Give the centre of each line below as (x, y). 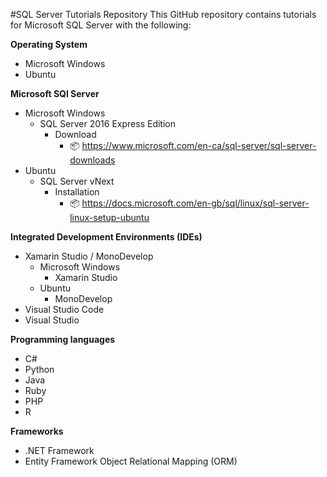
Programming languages (63, 339)
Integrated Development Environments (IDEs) (106, 237)
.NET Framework (59, 450)
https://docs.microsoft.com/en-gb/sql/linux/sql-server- (195, 203)
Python (39, 369)
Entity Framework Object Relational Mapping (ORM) (131, 461)
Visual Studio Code (64, 309)
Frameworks (37, 431)
